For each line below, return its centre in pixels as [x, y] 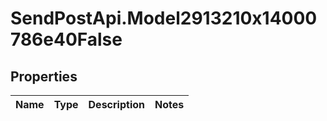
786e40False [66, 39]
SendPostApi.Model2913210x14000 [164, 18]
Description [116, 104]
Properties [44, 76]
